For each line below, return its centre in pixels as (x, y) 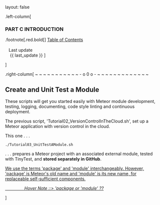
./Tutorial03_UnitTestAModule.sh (39, 145)
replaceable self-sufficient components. (45, 179)
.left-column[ (18, 16)
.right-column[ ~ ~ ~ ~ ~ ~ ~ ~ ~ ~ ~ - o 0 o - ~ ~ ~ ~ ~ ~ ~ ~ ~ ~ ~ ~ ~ (77, 74)
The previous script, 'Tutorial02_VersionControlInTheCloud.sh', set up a (77, 121)
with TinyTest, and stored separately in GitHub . (53, 159)
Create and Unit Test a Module (52, 90)
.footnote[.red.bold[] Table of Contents (44, 40)
